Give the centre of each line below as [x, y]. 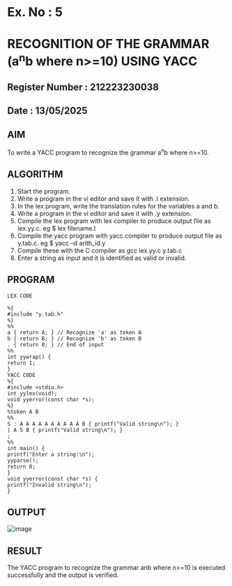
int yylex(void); [32, 393]
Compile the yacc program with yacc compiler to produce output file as [119, 236]
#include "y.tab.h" [36, 314]
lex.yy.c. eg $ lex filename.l [56, 228]
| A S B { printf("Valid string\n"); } [65, 430]
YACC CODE [22, 375]
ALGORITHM [35, 175]
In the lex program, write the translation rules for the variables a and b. [118, 206]
